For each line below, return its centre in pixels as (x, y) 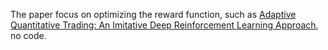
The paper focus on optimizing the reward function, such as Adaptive (153, 14)
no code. (28, 35)
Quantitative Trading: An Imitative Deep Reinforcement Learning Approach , (164, 25)
